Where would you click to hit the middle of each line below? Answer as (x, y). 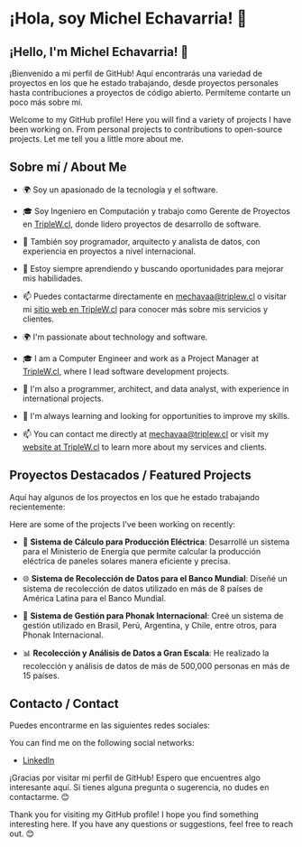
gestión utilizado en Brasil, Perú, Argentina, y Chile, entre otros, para (150, 625)
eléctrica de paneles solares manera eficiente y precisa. (126, 561)
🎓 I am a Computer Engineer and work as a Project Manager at (140, 358)
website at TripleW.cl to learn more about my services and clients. (145, 447)
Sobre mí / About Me (68, 168)
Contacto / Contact (64, 704)
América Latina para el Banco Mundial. (94, 598)
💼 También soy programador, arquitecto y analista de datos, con (141, 241)
